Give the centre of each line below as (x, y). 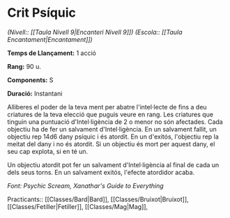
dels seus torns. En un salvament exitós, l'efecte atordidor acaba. (101, 172)
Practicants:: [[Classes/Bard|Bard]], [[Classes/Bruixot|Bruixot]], (98, 199)
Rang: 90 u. (24, 66)
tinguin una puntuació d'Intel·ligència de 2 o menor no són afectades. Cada (115, 122)
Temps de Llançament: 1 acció (52, 53)
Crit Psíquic (42, 13)
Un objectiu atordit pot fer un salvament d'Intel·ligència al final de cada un (113, 164)
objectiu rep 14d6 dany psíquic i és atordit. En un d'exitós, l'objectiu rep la (113, 137)
